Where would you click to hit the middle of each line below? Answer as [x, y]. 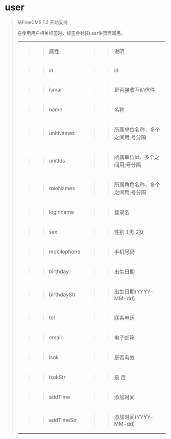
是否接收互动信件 [135, 90]
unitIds [57, 160]
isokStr [57, 377]
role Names [62, 188]
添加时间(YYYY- [134, 417]
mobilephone [65, 252]
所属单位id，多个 [134, 157]
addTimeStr [63, 420]
